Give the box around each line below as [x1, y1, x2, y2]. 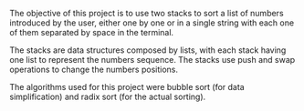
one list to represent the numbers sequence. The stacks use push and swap [9, 55, 296, 65]
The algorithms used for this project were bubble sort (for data [9, 82, 245, 92]
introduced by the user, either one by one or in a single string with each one [9, 17, 295, 28]
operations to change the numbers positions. [9, 64, 179, 75]
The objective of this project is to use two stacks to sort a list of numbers [9, 8, 285, 18]
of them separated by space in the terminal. [9, 27, 174, 37]
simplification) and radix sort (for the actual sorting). [9, 91, 206, 102]
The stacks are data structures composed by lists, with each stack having [9, 45, 287, 55]
